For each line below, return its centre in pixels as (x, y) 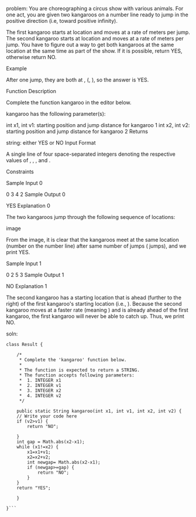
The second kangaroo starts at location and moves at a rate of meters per (95, 38)
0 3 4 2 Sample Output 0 (36, 194)
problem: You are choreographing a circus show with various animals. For (95, 8)
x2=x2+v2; (39, 457)
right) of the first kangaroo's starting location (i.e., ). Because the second (94, 304)
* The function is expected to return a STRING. (80, 370)
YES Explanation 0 (28, 206)
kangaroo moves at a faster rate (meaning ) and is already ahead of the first (97, 310)
